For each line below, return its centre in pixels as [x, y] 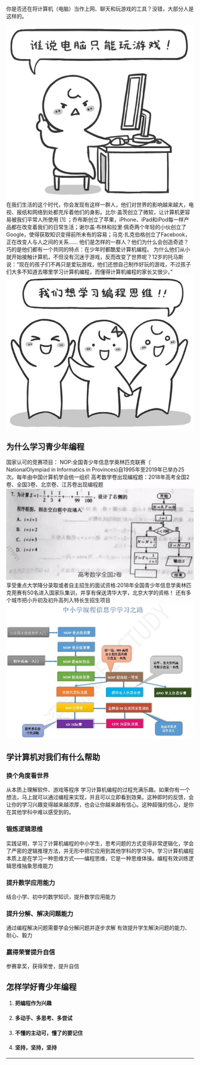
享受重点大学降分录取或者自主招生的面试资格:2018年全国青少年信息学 [91, 585]
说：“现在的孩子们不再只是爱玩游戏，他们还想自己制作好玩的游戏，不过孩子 [99, 264]
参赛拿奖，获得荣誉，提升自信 [43, 966]
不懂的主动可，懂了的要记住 [49, 1033]
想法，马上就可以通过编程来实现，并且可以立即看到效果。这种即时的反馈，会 [100, 797]
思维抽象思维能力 [32, 866]
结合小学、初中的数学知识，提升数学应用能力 [61, 897]
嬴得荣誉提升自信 [31, 952]
